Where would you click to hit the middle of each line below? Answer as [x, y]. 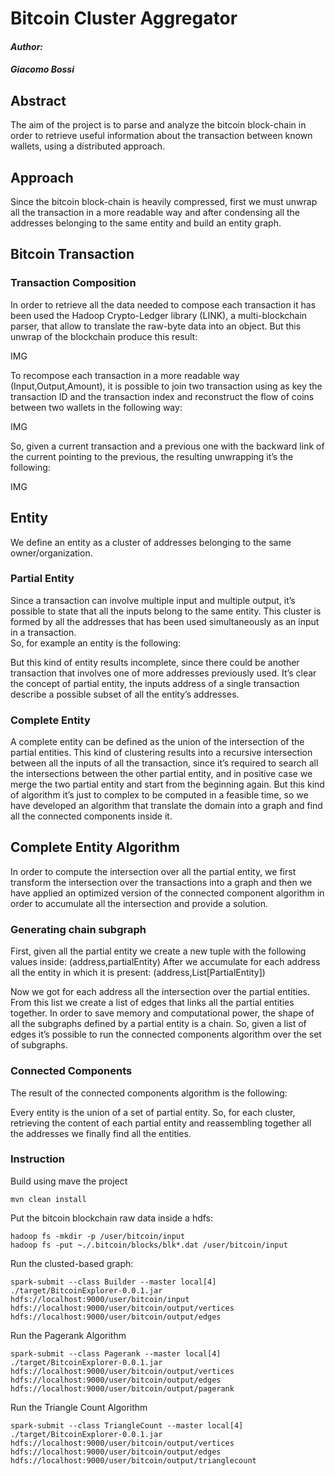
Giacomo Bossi [42, 69]
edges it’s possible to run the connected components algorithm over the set [166, 1034]
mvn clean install [48, 1199]
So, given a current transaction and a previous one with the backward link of [167, 446]
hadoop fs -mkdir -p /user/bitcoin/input [98, 1236]
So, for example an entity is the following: [96, 643]
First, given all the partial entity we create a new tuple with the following [158, 951]
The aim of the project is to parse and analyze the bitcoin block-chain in [158, 125]
